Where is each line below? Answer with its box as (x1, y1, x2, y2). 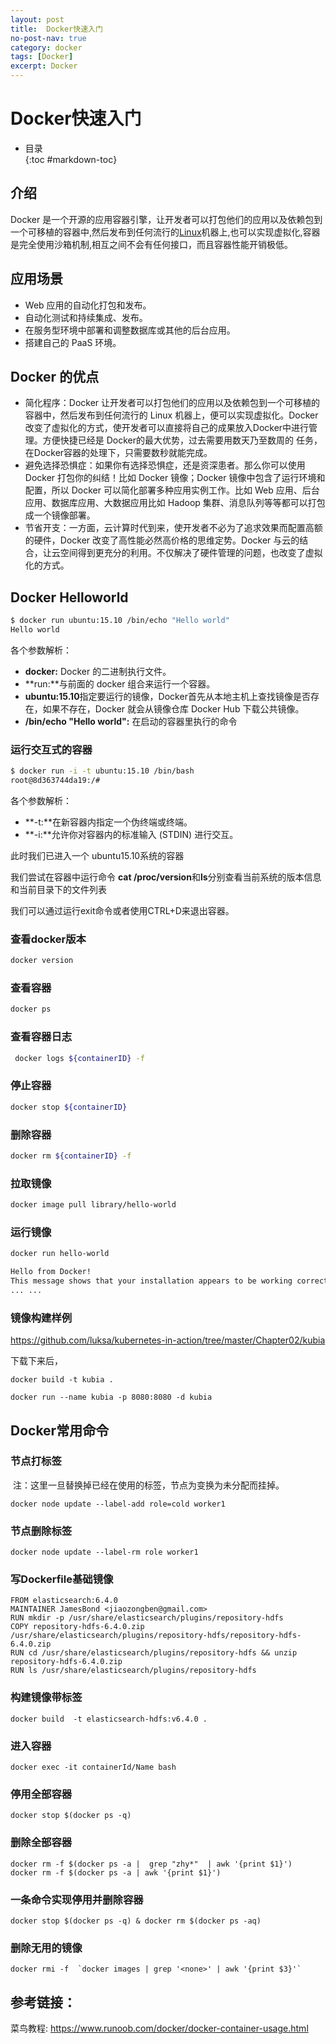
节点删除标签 (10, 1524, 73, 1538)
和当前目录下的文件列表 (10, 883, 107, 895)
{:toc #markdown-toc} (24, 153, 118, 165)
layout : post (10, 14, 65, 25)
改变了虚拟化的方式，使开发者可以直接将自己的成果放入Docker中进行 (24, 422, 310, 434)
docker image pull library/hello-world (10, 1200, 177, 1210)
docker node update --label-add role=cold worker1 (10, 1499, 226, 1509)
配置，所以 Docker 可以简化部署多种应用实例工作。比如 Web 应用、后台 (24, 484, 320, 496)
